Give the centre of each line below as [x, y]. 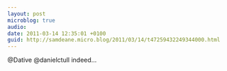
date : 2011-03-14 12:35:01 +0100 [57, 33]
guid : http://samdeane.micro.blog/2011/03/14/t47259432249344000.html [114, 40]
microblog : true [31, 20]
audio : [17, 27]
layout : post [27, 14]
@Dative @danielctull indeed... [52, 60]
